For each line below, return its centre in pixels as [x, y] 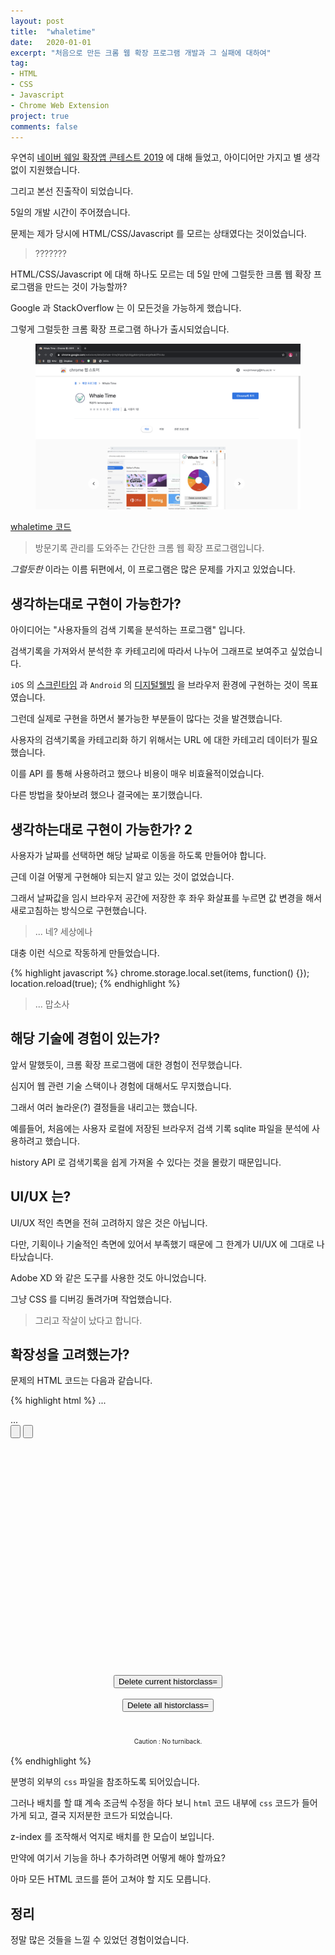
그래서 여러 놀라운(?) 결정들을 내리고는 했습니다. [104, 1107]
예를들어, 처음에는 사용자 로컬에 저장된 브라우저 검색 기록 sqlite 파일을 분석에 [160, 1128]
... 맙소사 [52, 1004]
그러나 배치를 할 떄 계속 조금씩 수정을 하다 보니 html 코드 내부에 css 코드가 [155, 1803]
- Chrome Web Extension [60, 105]
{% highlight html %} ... [58, 1401]
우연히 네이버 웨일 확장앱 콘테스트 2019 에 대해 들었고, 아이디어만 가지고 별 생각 [165, 157]
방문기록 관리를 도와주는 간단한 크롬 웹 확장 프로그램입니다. [149, 548]
